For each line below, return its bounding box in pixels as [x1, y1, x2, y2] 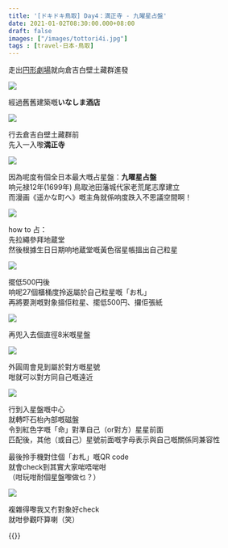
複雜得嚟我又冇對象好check [8, 504, 100, 514]
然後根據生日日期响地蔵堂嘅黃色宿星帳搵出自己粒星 [8, 245, 178, 255]
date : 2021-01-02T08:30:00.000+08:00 [8, 19, 135, 27]
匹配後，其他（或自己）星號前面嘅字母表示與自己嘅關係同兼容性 [8, 435, 220, 445]
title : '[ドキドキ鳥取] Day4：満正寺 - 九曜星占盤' [8, 11, 168, 20]
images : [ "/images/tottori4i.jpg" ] [8, 34, 128, 43]
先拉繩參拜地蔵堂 [8, 235, 65, 245]
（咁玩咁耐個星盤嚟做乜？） [8, 472, 101, 482]
